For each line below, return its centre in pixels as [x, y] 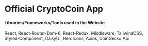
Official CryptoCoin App [54, 9]
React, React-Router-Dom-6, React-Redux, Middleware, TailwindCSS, [74, 33]
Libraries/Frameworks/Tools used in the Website [55, 22]
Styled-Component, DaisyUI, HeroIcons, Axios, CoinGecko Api [67, 38]
